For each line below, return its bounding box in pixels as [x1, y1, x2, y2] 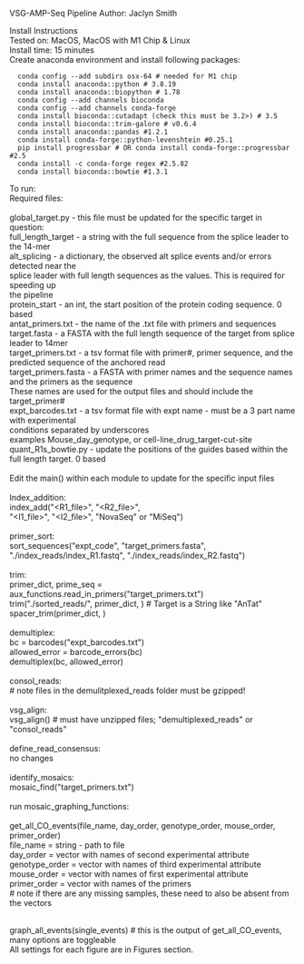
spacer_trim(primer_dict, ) [9, 608, 106, 619]
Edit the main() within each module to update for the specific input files [9, 472, 275, 483]
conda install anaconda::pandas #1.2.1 [17, 127, 169, 136]
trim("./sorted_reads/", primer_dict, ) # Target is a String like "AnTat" [9, 599, 263, 609]
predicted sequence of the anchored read [9, 357, 166, 367]
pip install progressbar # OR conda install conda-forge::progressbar [17, 144, 290, 153]
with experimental [9, 415, 77, 425]
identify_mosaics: [9, 772, 74, 782]
